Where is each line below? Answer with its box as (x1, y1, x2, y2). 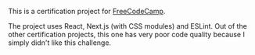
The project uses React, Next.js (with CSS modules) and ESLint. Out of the (8, 22, 248, 30)
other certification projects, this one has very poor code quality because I (8, 30, 245, 39)
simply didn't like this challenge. (8, 38, 112, 47)
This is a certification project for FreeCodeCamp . (8, 7, 166, 15)
